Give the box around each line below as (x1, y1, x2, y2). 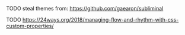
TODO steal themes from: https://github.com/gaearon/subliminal (6, 5, 164, 12)
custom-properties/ (6, 23, 55, 29)
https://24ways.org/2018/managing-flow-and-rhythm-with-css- (23, 16, 179, 23)
